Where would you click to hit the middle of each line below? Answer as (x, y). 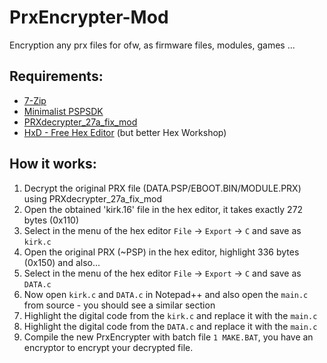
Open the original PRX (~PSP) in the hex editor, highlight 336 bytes (161, 252)
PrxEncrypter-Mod (89, 17)
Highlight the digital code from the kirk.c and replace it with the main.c (170, 315)
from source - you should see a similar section (119, 305)
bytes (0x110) (51, 220)
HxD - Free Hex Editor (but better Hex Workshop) (125, 132)
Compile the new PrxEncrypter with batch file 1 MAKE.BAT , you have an (168, 337)
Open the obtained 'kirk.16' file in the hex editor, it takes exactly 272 (163, 209)
